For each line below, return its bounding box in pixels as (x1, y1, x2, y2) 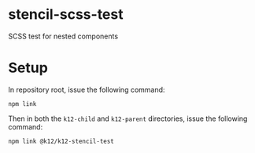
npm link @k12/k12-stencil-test (8, 137, 114, 145)
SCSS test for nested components (8, 31, 119, 41)
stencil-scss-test (8, 5, 124, 24)
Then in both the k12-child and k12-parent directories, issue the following (8, 114, 248, 123)
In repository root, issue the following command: (8, 85, 165, 94)
